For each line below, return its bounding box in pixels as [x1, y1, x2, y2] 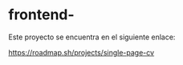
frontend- [8, 6, 75, 24]
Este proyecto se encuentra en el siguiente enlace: [8, 32, 176, 42]
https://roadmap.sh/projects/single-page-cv [8, 47, 155, 57]
